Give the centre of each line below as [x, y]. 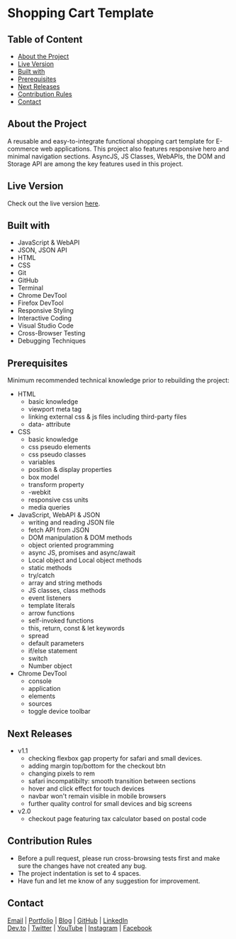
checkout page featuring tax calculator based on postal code [117, 819]
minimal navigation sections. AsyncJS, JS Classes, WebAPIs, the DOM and [116, 156]
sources [40, 704]
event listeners [50, 598]
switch [38, 658]
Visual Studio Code [46, 326]
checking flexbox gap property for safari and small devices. [115, 758]
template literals [52, 606]
